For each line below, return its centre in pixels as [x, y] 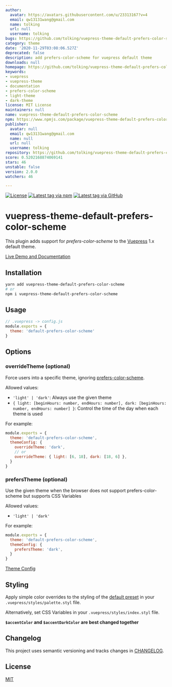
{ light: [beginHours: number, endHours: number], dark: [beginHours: [90, 403]
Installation [24, 272]
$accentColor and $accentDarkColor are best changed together [72, 622]
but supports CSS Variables [52, 496]
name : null [21, 139]
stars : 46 [16, 162]
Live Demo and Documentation [38, 257]
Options [18, 352]
